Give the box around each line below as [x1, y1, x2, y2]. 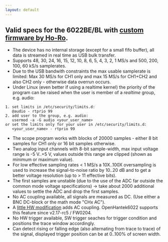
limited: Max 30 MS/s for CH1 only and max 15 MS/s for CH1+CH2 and [12, 74, 157, 80]
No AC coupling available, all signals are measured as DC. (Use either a [12, 194, 160, 200]
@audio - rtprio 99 [12, 109, 53, 114]
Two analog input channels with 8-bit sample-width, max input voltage [12, 146, 158, 152]
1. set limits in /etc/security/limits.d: [5, 105, 95, 110]
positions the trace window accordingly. [12, 220, 95, 226]
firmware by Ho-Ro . [5, 34, 68, 43]
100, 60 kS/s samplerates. [12, 63, 67, 69]
